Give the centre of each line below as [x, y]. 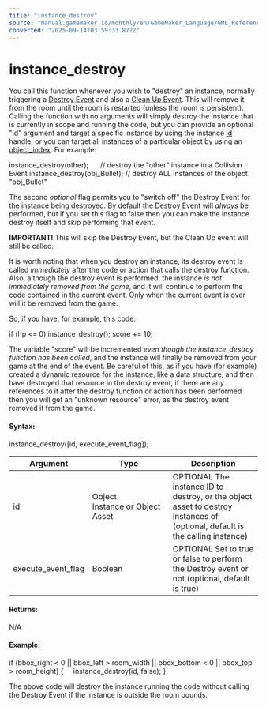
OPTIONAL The [201, 476]
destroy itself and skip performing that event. [82, 223]
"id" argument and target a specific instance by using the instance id [120, 133]
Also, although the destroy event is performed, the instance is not [116, 278]
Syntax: [22, 426]
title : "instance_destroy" [53, 15]
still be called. [32, 246]
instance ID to [198, 487]
